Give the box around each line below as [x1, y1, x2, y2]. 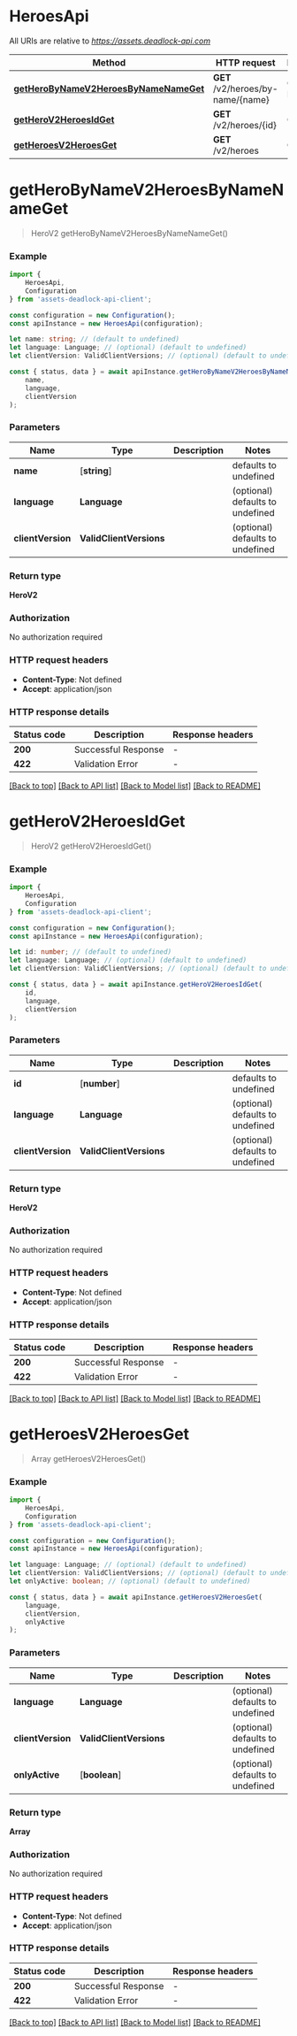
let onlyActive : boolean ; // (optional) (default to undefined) [9, 1577, 251, 1586]
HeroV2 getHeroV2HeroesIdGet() [30, 841, 152, 851]
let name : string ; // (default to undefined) [9, 334, 179, 344]
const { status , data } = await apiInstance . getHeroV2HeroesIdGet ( [9, 980, 263, 989]
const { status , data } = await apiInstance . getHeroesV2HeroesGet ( [9, 1593, 263, 1602]
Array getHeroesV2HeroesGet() [30, 1453, 147, 1464]
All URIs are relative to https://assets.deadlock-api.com [9, 35, 211, 46]
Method [92, 56, 126, 68]
